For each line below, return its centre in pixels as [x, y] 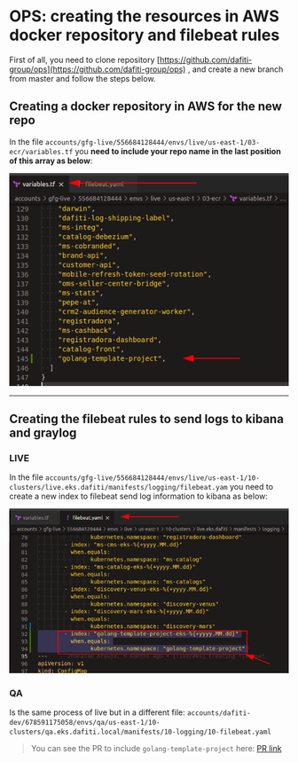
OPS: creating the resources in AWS [144, 16]
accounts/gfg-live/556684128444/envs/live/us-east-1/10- [153, 478]
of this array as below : [51, 161]
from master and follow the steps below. [82, 78]
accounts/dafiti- [219, 713]
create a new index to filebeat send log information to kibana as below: [139, 496]
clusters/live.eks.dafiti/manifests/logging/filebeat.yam [118, 488]
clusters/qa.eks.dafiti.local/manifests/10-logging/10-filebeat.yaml [141, 732]
